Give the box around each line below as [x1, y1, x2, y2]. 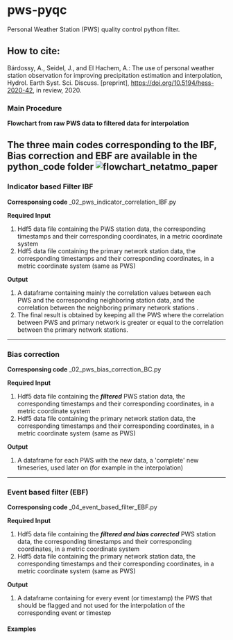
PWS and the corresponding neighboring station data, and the [17, 296, 195, 304]
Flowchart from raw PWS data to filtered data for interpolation [7, 119, 189, 127]
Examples [7, 625, 37, 633]
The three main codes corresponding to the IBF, [7, 139, 217, 151]
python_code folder [7, 161, 94, 173]
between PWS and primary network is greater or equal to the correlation [17, 318, 224, 326]
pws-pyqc [7, 2, 67, 18]
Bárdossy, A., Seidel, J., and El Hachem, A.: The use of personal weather [7, 63, 215, 72]
